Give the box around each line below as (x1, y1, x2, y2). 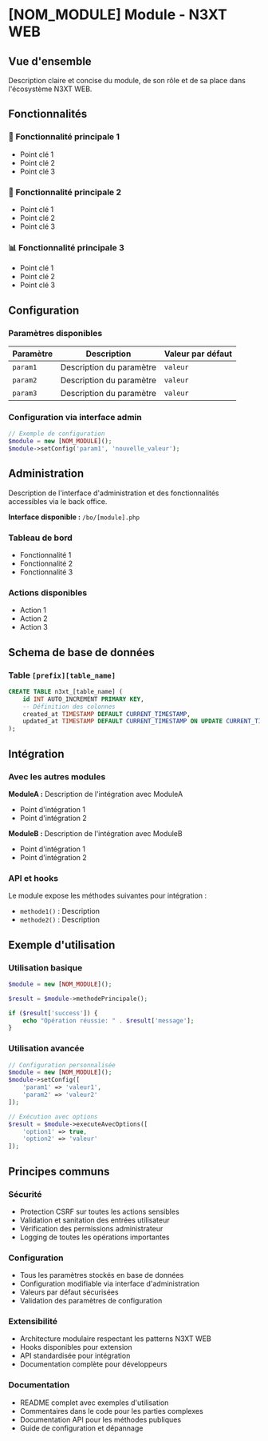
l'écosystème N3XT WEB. (8, 84, 93, 94)
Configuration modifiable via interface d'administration (19, 1279, 199, 1289)
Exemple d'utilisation (8, 938, 116, 951)
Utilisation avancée (8, 1043, 85, 1054)
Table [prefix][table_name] (8, 670, 116, 681)
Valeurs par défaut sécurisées (19, 1287, 119, 1297)
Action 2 (19, 614, 48, 623)
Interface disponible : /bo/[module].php (8, 512, 140, 522)
